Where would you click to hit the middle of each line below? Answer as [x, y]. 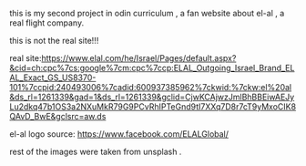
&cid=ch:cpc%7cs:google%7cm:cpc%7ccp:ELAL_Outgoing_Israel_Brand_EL [152, 68]
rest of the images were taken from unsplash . [96, 151]
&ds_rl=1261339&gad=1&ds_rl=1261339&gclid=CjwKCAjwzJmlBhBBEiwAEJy [152, 97]
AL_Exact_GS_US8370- [53, 78]
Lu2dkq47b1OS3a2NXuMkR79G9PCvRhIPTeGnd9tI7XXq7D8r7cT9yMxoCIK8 [153, 107]
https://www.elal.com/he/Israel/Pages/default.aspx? [138, 58]
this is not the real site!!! [54, 41]
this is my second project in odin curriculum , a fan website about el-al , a [147, 13]
